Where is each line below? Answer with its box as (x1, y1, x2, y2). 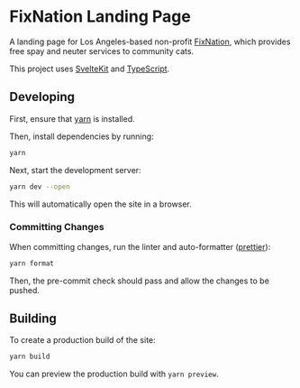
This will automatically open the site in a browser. (9, 199, 192, 209)
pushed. (9, 284, 41, 295)
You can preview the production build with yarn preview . (9, 368, 219, 380)
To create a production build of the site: (9, 335, 156, 346)
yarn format (9, 259, 54, 268)
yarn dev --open (9, 182, 70, 191)
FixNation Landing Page (9, 6, 191, 27)
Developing (9, 89, 75, 105)
